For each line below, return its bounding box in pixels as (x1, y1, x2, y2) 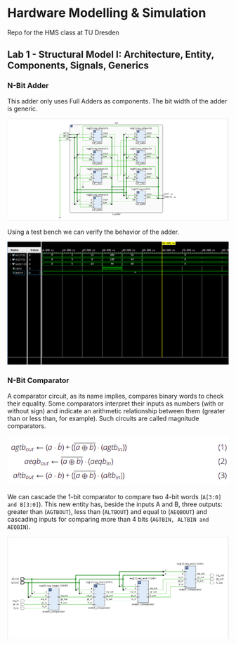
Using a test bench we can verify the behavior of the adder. (7, 227, 180, 237)
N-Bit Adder (7, 81, 49, 91)
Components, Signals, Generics (7, 60, 150, 72)
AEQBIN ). (7, 522, 31, 531)
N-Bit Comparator (7, 375, 70, 385)
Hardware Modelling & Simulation (7, 5, 206, 21)
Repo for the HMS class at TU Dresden (7, 28, 119, 37)
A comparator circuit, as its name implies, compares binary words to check (7, 392, 224, 400)
